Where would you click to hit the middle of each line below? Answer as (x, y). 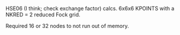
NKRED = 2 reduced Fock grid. (43, 15)
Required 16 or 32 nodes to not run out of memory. (67, 26)
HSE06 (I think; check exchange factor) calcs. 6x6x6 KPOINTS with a (90, 8)
